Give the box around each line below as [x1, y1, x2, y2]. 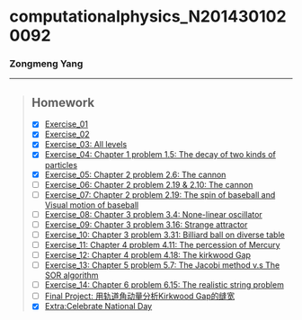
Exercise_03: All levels [44, 139, 128, 150]
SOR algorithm [44, 270, 99, 280]
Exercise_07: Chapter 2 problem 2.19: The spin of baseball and [44, 189, 276, 200]
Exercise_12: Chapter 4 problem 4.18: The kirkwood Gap [44, 249, 252, 260]
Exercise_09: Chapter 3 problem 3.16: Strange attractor [44, 218, 248, 230]
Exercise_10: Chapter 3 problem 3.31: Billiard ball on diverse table [44, 229, 285, 240]
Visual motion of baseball [44, 200, 139, 210]
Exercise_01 [44, 119, 88, 129]
